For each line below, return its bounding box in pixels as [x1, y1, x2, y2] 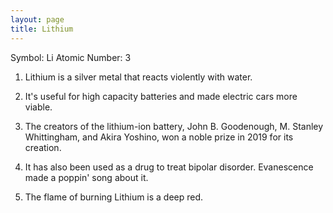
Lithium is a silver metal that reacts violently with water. [24, 71, 253, 83]
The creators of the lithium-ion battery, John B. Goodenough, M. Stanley [24, 120, 324, 132]
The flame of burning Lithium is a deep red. [24, 191, 204, 203]
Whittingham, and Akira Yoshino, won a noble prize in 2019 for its [24, 131, 294, 143]
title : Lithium [10, 24, 74, 34]
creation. [24, 141, 62, 153]
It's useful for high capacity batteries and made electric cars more [24, 90, 298, 102]
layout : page [10, 14, 65, 25]
